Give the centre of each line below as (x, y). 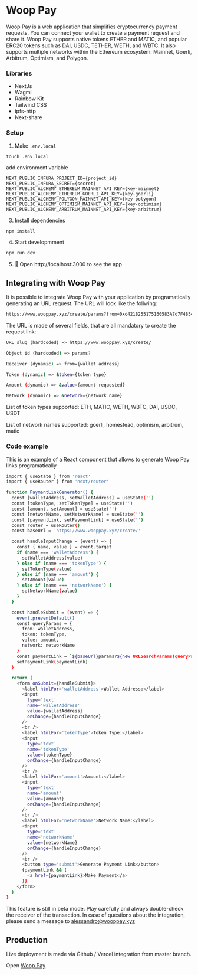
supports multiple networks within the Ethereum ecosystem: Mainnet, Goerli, (99, 51)
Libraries (19, 73)
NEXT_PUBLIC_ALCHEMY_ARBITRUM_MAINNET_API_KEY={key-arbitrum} (84, 209)
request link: (21, 332)
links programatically (32, 465)
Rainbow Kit (29, 99)
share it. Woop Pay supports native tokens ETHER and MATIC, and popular (97, 39)
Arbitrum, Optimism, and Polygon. (47, 58)
